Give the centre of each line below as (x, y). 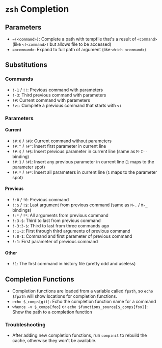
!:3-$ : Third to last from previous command (56, 221)
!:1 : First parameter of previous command (55, 242)
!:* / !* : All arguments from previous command (60, 216)
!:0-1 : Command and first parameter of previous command (72, 236)
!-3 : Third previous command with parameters (59, 95)
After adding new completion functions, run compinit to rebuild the (80, 335)
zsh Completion (37, 9)
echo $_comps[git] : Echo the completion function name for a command (84, 302)
